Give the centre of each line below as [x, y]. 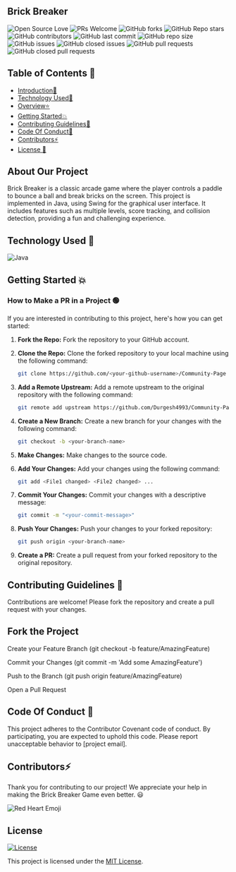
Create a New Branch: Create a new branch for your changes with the [119, 421]
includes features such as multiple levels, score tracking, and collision [108, 211]
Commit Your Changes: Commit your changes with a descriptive [112, 495]
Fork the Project [43, 632]
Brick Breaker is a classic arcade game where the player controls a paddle [115, 188]
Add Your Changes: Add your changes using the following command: [119, 468]
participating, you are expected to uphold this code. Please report [103, 736]
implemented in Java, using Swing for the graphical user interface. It [106, 203]
